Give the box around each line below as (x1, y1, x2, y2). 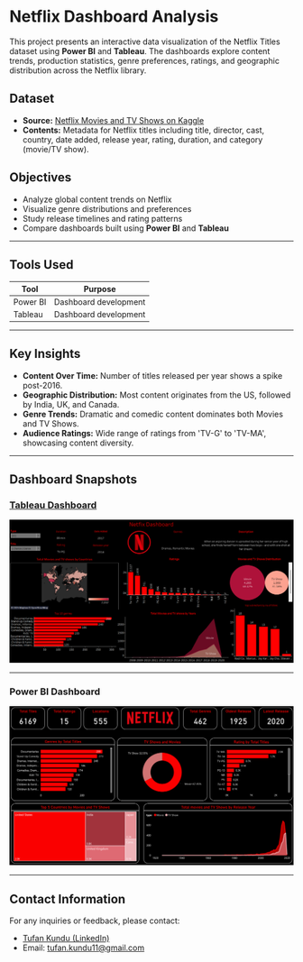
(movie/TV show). (22, 143, 89, 154)
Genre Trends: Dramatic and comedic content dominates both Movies (22, 408, 284, 419)
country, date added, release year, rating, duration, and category (22, 133, 263, 145)
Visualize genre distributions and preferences (22, 203, 192, 214)
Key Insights (9, 346, 81, 362)
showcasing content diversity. (22, 437, 134, 448)
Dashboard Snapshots (9, 472, 138, 488)
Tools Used (9, 257, 74, 272)
